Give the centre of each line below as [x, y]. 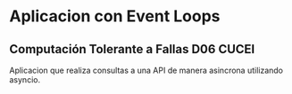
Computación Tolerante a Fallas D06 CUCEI [132, 49]
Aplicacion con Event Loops [115, 16]
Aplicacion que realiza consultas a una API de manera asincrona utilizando [146, 70]
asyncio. [25, 80]
